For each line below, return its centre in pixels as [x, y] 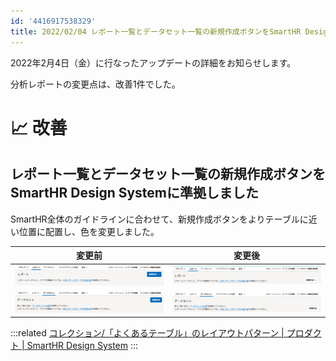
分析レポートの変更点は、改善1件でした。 [95, 84]
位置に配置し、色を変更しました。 [89, 231]
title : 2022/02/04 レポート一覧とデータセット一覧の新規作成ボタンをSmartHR [156, 31]
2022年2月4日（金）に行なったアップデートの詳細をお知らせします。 [153, 62]
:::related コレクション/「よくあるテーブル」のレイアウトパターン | [147, 333]
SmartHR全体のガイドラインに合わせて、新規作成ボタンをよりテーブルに [159, 219]
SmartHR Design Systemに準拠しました [135, 193]
